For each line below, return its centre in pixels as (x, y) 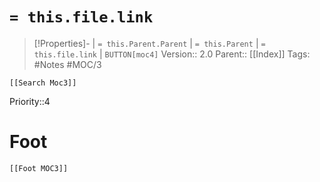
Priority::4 (30, 101)
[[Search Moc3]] (43, 83)
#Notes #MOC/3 (67, 64)
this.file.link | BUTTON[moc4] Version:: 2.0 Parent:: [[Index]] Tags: (172, 54)
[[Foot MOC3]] (39, 168)
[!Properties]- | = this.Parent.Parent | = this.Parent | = (149, 43)
